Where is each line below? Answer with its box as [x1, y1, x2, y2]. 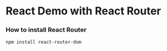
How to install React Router [5, 26, 87, 34]
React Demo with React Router [5, 4, 161, 18]
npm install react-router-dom [5, 39, 82, 46]
